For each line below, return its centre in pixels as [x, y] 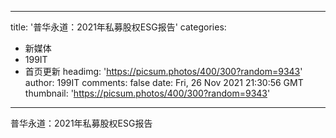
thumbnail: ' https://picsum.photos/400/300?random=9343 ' [147, 93]
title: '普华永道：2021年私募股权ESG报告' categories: [118, 27]
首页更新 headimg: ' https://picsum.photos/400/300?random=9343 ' [163, 71]
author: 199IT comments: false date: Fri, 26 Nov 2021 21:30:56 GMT [164, 82]
